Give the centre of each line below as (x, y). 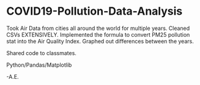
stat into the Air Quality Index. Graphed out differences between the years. (100, 41)
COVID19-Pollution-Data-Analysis (94, 11)
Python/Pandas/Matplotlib (39, 65)
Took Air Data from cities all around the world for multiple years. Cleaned (98, 28)
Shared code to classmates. (41, 53)
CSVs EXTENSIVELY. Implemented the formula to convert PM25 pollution (98, 34)
